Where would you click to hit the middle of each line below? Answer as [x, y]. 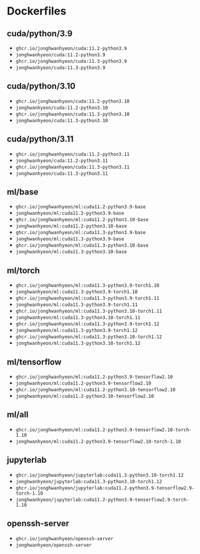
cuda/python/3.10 [41, 86]
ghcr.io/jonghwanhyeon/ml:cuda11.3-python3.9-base [81, 233]
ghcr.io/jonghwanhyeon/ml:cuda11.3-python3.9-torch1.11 [87, 298]
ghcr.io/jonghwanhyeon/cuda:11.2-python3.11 [73, 154]
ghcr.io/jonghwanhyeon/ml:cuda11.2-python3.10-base [82, 220]
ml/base [23, 192]
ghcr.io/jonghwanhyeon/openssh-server [64, 539]
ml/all [18, 415]
